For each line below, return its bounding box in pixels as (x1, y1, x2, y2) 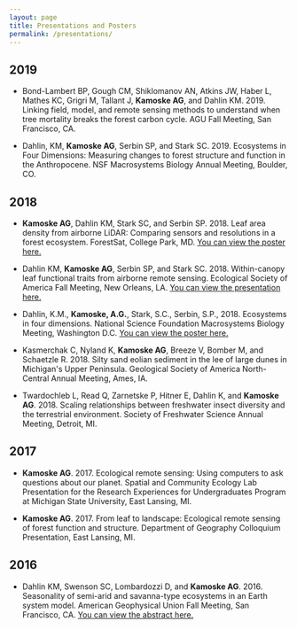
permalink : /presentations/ (9, 29, 113, 38)
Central (21, 373, 50, 384)
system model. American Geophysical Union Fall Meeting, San (21, 600, 250, 610)
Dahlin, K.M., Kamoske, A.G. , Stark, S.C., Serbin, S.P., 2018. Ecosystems (21, 309, 287, 319)
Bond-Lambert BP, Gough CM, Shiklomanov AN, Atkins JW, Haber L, (21, 86, 272, 97)
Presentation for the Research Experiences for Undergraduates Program (21, 486, 286, 497)
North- (242, 364, 268, 374)
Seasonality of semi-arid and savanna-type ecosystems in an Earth (21, 590, 268, 601)
